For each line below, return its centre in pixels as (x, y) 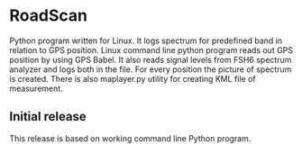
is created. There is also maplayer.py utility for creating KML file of (133, 78)
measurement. (36, 88)
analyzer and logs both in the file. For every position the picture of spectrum (151, 69)
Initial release (48, 117)
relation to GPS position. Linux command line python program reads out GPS (151, 49)
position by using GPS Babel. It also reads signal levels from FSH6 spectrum (151, 59)
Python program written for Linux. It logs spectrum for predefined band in (146, 40)
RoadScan (49, 16)
